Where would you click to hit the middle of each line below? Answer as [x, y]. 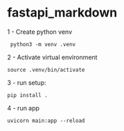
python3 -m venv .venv [43, 44]
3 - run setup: [27, 82]
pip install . [28, 95]
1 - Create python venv [40, 32]
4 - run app [24, 108]
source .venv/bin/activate [46, 70]
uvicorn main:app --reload [46, 121]
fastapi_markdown [62, 13]
